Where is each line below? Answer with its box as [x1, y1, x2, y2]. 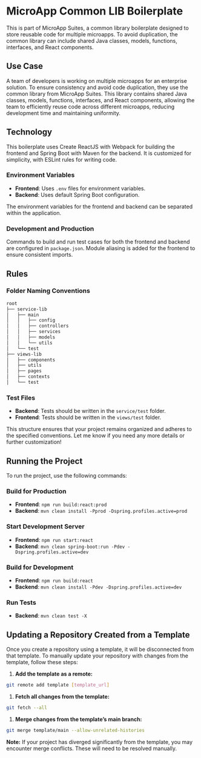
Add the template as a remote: [15, 670, 93, 677]
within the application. [6, 209, 62, 216]
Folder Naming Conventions [6, 286, 91, 295]
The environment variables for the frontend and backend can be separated [6, 203, 193, 210]
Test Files [6, 394, 35, 402]
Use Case [6, 61, 44, 71]
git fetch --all [6, 704, 47, 711]
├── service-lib [6, 306, 47, 312]
